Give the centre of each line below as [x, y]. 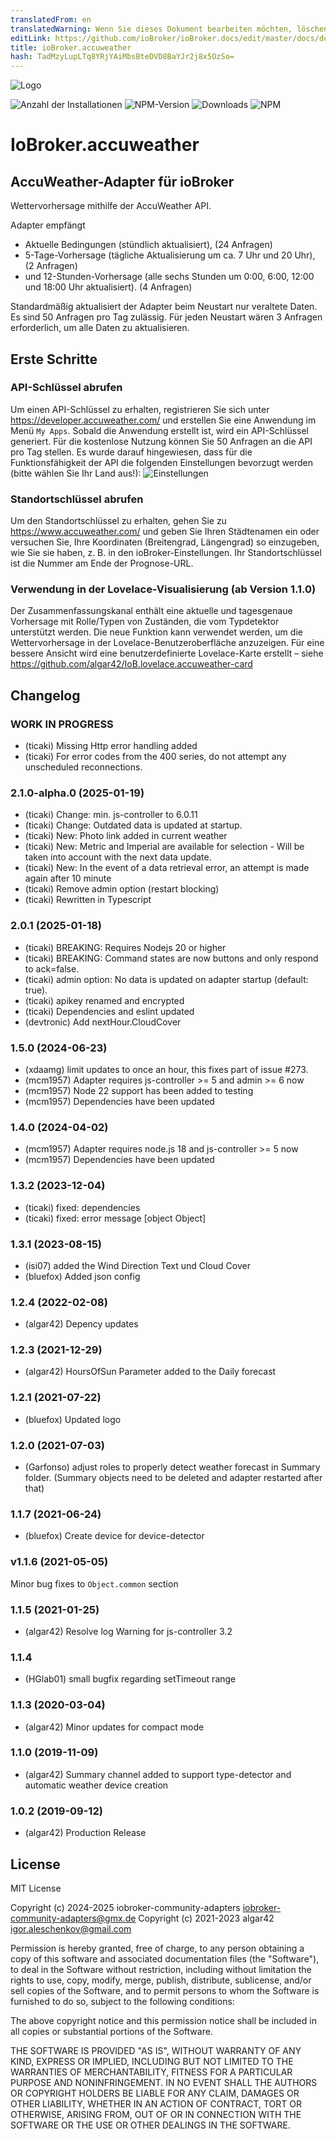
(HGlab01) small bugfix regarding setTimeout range [130, 1679]
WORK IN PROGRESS [62, 724]
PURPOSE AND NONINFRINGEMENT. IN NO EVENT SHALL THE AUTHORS [164, 2082]
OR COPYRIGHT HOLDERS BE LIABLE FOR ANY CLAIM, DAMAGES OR [155, 2093]
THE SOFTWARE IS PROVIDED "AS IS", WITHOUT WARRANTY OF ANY [156, 2050]
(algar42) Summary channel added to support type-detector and [158, 1774]
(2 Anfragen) [51, 266]
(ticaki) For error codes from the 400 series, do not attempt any [155, 757]
